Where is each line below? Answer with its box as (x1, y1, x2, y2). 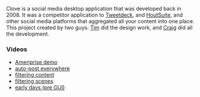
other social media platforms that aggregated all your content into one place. (6, 18, 195, 24)
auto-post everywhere (14, 65, 70, 72)
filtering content (14, 71, 55, 79)
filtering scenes (14, 77, 54, 85)
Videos (6, 45, 27, 53)
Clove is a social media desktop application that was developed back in (6, 5, 181, 12)
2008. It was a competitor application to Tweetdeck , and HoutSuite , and (6, 11, 183, 18)
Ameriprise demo (14, 59, 58, 66)
